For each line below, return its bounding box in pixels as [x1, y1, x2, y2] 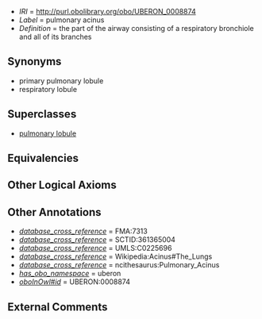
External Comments [7, 300, 108, 313]
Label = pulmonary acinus [18, 15, 105, 25]
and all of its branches [18, 32, 92, 41]
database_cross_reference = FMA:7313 [18, 226, 148, 236]
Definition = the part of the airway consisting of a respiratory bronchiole [18, 24, 255, 33]
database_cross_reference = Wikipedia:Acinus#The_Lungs [18, 252, 213, 261]
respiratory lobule [18, 84, 77, 94]
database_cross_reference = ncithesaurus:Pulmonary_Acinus [18, 260, 220, 270]
